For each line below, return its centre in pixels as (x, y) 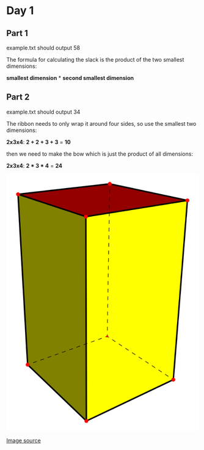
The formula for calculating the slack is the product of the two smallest (95, 60)
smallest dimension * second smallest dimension (70, 78)
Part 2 (18, 97)
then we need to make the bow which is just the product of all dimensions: (100, 154)
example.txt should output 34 (43, 112)
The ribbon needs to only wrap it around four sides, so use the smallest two (101, 123)
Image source (24, 440)
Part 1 (17, 33)
